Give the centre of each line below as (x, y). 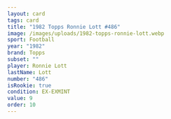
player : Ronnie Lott (37, 66)
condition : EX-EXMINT (39, 92)
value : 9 (20, 99)
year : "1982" (26, 46)
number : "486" (28, 79)
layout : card (26, 14)
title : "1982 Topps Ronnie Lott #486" (64, 27)
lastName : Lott (29, 72)
